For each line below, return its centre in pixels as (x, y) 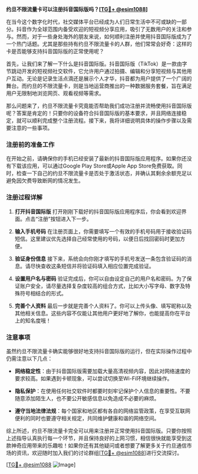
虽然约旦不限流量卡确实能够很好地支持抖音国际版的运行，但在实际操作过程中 (99, 351)
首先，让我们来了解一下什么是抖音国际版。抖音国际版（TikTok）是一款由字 (97, 64)
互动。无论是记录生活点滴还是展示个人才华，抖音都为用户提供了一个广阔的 (101, 78)
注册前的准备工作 (30, 144)
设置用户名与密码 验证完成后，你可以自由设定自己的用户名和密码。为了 (100, 278)
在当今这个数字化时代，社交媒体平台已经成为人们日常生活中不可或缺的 (91, 22)
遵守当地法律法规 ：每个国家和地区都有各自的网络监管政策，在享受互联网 (102, 411)
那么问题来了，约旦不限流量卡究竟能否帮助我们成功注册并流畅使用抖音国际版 (99, 106)
